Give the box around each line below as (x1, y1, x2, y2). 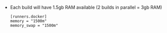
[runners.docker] (10, 14, 47, 19)
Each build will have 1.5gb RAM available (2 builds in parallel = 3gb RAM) (10, 5, 162, 10)
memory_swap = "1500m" (10, 23, 58, 28)
